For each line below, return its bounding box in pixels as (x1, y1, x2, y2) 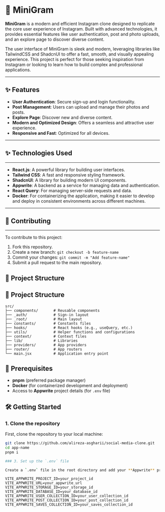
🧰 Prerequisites (5, 364, 53, 373)
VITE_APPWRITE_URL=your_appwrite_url (5, 481, 82, 486)
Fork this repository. (12, 244, 53, 250)
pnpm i (5, 450, 19, 454)
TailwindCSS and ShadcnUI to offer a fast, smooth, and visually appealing (5, 51, 154, 57)
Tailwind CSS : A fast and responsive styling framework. (12, 172, 126, 178)
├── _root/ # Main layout (5, 317, 82, 322)
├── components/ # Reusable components (5, 308, 100, 313)
